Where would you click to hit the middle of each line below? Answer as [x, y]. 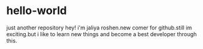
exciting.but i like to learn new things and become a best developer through [102, 34]
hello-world [37, 11]
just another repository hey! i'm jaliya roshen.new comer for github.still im [99, 28]
